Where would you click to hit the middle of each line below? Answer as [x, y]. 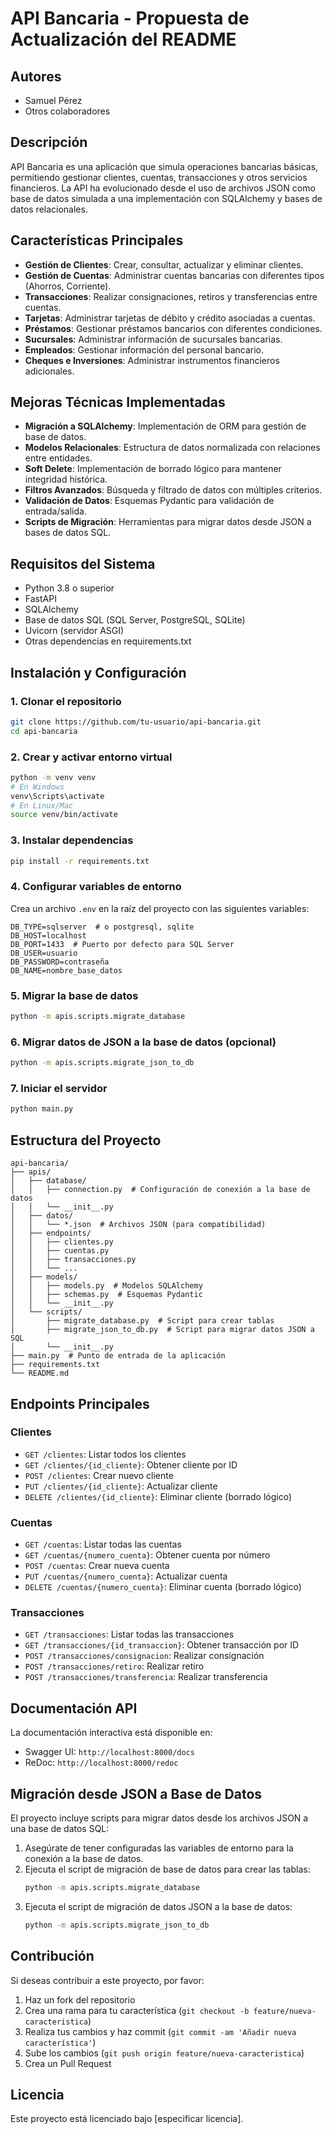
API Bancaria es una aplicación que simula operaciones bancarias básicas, [164, 166]
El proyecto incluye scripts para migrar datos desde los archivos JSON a [159, 1818]
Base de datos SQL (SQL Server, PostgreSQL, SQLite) [135, 620]
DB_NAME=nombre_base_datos [66, 970]
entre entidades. [58, 458]
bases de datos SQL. [68, 533]
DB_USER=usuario [44, 953]
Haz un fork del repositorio [80, 1999]
